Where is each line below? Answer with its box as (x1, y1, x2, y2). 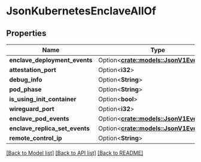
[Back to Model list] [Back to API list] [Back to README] (6, 149, 144, 157)
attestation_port (9, 66, 57, 74)
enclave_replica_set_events (9, 124, 90, 133)
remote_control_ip (9, 134, 62, 142)
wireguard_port (9, 105, 55, 113)
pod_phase (9, 85, 42, 94)
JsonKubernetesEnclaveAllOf (6, 4, 157, 18)
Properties (6, 28, 47, 38)
